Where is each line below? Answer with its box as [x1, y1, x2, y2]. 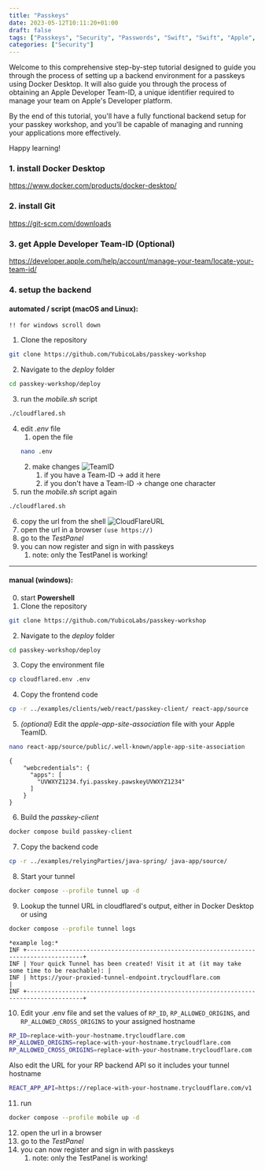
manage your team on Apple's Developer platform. [9, 96, 172, 106]
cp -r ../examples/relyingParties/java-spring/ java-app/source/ [9, 857, 227, 865]
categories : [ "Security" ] [9, 41, 94, 49]
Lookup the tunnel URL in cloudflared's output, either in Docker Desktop [20, 901, 255, 910]
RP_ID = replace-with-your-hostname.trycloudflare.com [9, 1031, 186, 1040]
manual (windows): [9, 575, 74, 585]
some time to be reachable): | [9, 966, 112, 974]
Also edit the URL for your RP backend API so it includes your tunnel [9, 1060, 230, 1070]
